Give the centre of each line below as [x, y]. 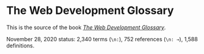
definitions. [20, 46]
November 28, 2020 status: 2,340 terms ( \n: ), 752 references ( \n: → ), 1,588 [102, 39]
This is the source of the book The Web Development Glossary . [86, 27]
